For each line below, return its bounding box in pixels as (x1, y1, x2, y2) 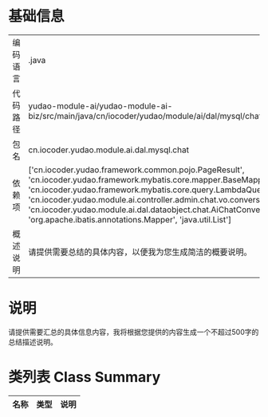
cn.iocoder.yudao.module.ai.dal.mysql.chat (28, 144, 190, 155)
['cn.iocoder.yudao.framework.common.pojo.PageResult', (28, 164, 245, 175)
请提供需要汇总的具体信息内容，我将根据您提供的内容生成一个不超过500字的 (8, 327, 259, 336)
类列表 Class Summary (8, 368, 161, 387)
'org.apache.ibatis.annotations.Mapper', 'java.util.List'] (28, 214, 232, 225)
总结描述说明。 (8, 336, 57, 347)
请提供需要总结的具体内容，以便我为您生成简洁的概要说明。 (28, 246, 253, 258)
